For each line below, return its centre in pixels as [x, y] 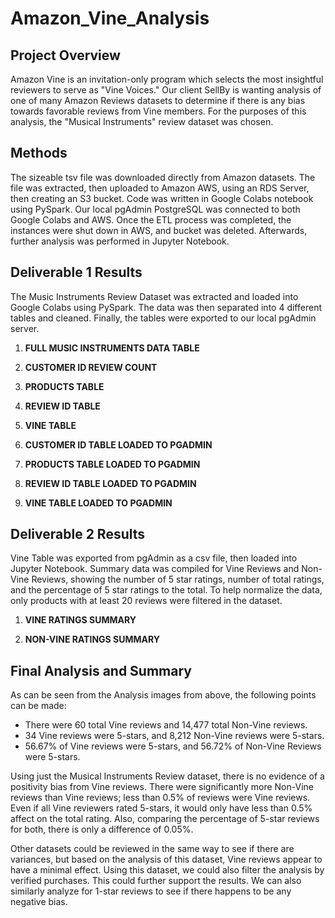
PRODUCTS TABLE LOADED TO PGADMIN [112, 464]
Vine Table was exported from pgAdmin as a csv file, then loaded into [154, 558]
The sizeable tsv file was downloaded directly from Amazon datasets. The [163, 177]
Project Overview [65, 55]
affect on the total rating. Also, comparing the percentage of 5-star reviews [165, 819]
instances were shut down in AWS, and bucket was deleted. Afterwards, [159, 230]
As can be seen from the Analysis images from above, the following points [163, 695]
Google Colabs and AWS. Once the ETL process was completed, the [151, 219]
